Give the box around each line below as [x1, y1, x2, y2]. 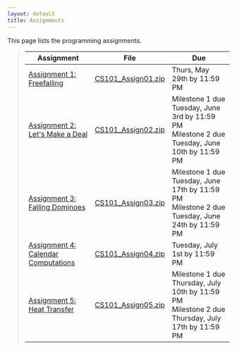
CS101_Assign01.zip [95, 73, 166, 83]
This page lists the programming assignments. [7, 36, 142, 44]
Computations [28, 258, 75, 268]
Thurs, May [171, 65, 209, 75]
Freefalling [28, 78, 63, 88]
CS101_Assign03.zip [95, 198, 166, 208]
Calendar [28, 249, 59, 258]
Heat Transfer [28, 304, 74, 314]
